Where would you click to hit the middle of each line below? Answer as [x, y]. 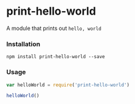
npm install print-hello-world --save [56, 57]
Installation [24, 44]
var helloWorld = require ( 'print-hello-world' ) [68, 85]
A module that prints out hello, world [54, 28]
